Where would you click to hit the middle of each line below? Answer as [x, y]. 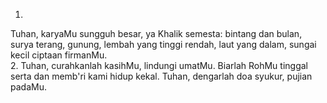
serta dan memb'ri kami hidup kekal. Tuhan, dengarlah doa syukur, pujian [161, 76]
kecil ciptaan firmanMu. [59, 55]
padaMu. [28, 87]
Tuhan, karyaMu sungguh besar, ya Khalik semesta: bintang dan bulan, [156, 33]
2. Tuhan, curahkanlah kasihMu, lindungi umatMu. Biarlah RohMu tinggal [159, 65]
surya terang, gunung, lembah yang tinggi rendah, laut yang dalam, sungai [163, 44]
